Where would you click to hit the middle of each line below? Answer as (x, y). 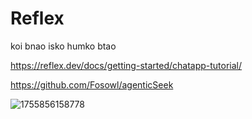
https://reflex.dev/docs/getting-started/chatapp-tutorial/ (126, 65)
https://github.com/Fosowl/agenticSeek (92, 84)
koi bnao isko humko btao (63, 46)
